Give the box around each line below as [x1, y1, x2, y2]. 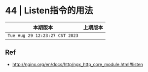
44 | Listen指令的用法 [5, 5, 93, 16]
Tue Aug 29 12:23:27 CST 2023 [7, 33, 79, 38]
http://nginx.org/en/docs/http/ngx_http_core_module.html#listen [12, 61, 143, 67]
